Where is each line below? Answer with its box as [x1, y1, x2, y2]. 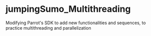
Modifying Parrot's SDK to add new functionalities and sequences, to [5, 20, 146, 26]
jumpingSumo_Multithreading [5, 3, 131, 15]
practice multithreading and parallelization [5, 25, 91, 31]
